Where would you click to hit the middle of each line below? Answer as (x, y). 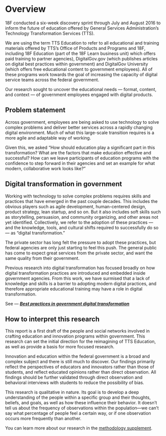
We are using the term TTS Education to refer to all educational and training (82, 43)
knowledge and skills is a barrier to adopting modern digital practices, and (81, 284)
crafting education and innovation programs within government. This (75, 336)
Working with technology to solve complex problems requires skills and (78, 196)
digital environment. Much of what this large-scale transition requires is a (80, 133)
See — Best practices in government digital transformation (67, 303)
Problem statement (35, 110)
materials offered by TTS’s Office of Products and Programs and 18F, (75, 48)
